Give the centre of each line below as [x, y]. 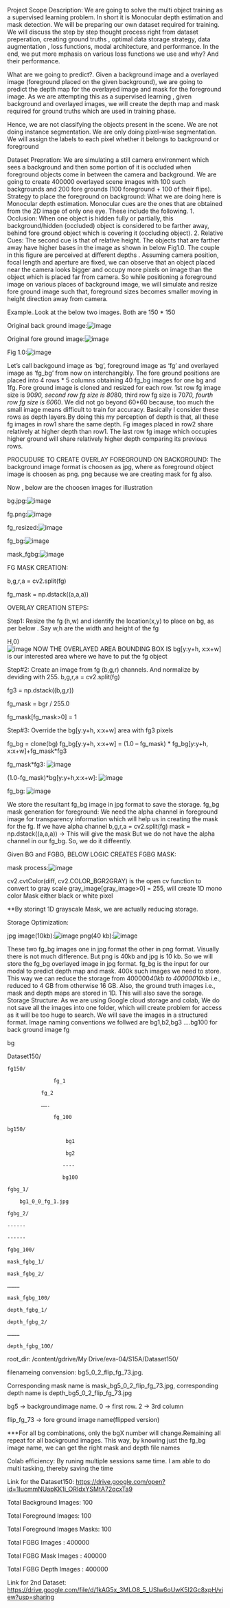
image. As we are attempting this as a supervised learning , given [100, 96]
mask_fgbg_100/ [29, 1298]
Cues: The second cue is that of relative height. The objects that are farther [114, 240]
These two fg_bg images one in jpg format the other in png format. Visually [113, 949]
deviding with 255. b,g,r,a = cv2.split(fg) [64, 677]
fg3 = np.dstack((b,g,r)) [41, 690]
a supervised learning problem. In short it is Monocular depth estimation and [115, 17]
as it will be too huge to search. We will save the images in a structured [107, 1015]
